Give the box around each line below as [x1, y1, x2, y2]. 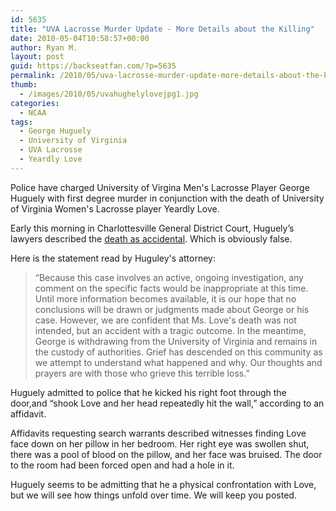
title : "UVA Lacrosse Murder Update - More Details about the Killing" [10, 24, 315, 34]
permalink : [10, 71, 56, 81]
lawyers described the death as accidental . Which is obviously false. [10, 232, 293, 245]
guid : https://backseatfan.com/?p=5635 [10, 61, 177, 71]
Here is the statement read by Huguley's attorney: [10, 252, 216, 264]
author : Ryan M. [10, 42, 78, 53]
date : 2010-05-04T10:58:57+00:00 [10, 33, 150, 43]
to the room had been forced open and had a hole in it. [10, 459, 235, 471]
